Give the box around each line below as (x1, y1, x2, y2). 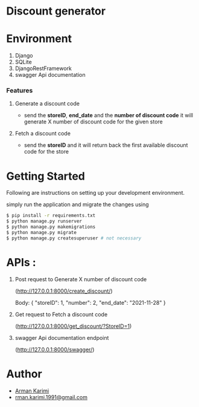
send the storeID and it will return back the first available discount (24, 142, 188, 149)
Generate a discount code (14, 100, 80, 107)
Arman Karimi (14, 387, 49, 394)
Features (6, 86, 33, 95)
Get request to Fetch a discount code (14, 310, 108, 318)
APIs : (6, 255, 36, 269)
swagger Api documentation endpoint (14, 334, 109, 341)
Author (6, 367, 42, 380)
